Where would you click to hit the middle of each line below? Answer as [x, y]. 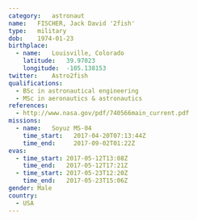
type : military [38, 31]
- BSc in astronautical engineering [77, 91]
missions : [25, 121]
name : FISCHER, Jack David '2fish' [72, 23]
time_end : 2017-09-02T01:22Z [79, 143]
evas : [17, 151]
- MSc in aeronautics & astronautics [79, 98]
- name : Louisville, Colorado [70, 53]
